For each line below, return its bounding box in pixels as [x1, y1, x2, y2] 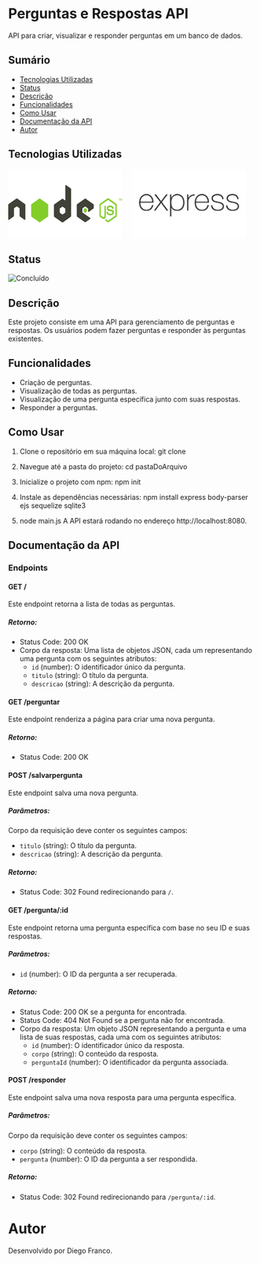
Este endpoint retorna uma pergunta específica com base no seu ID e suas [8, 923, 250, 932]
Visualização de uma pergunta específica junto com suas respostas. [19, 394, 241, 404]
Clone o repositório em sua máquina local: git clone [19, 446, 186, 456]
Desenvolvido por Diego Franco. [8, 1246, 112, 1255]
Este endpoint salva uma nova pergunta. [8, 788, 139, 798]
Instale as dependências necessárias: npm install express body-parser [19, 492, 249, 502]
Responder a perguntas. [19, 402, 98, 412]
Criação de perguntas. [19, 377, 93, 387]
